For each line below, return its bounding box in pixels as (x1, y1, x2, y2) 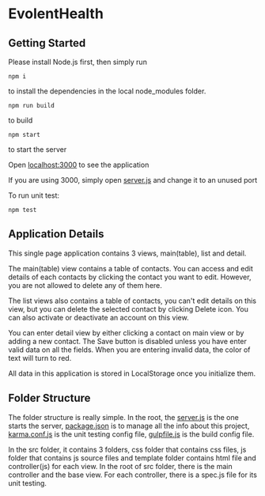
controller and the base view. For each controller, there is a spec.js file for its (8, 470, 257, 479)
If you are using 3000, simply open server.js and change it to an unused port (8, 176, 258, 184)
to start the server (8, 145, 67, 154)
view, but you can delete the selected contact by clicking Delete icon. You (8, 304, 249, 313)
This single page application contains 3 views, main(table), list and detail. (8, 248, 247, 258)
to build (8, 115, 33, 125)
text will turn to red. (8, 353, 72, 362)
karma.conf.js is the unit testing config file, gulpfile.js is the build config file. (8, 429, 255, 439)
